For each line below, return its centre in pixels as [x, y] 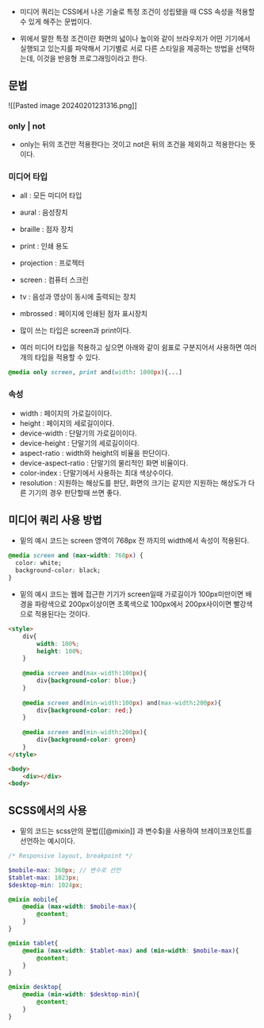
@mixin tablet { [33, 943]
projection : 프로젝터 [52, 263]
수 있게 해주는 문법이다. [56, 21]
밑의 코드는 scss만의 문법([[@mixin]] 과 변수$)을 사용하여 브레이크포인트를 [136, 831]
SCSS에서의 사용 [48, 810]
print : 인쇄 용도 [44, 246]
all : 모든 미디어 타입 [51, 195]
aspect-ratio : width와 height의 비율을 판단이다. [95, 453]
